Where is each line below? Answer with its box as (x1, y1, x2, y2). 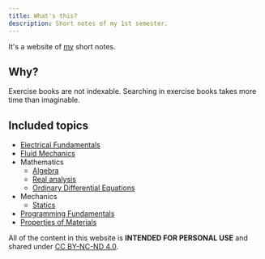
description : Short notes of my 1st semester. (8, 19, 169, 28)
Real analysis (32, 175, 77, 185)
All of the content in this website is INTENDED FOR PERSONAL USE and (8, 233, 249, 243)
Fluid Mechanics (19, 149, 75, 159)
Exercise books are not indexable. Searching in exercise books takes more (8, 87, 257, 96)
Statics (32, 200, 56, 210)
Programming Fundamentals (19, 209, 115, 219)
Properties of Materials (19, 218, 97, 227)
